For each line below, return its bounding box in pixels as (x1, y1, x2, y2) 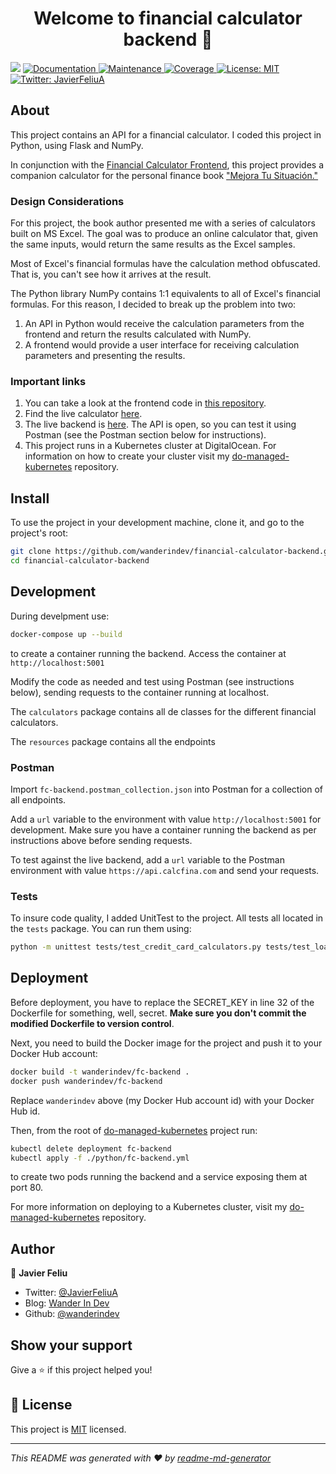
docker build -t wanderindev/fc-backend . (10, 1067, 190, 1077)
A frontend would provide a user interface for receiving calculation (24, 339, 300, 351)
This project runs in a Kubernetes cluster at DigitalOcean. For (24, 440, 277, 452)
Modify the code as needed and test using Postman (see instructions (10, 675, 295, 687)
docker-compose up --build (10, 629, 123, 639)
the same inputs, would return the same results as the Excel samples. (10, 238, 296, 251)
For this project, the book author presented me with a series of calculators (10, 217, 316, 229)
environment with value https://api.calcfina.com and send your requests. (10, 864, 320, 876)
